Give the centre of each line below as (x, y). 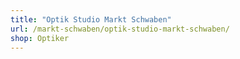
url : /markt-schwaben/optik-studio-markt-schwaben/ (120, 29)
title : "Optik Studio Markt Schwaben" (91, 19)
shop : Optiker (40, 38)
